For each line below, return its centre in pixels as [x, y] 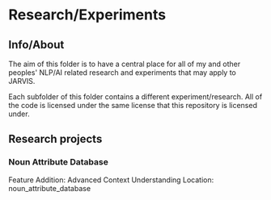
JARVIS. [22, 81]
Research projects [55, 139]
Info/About [36, 45]
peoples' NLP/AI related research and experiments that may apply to [123, 73]
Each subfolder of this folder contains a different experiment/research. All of [135, 97]
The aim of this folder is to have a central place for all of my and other [125, 64]
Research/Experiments [87, 15]
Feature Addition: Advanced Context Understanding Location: [111, 180]
